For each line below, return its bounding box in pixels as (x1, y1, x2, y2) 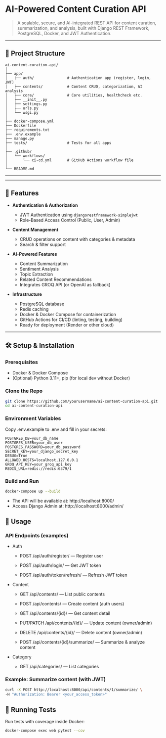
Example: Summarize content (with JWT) (5, 676, 106, 683)
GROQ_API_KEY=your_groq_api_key (5, 461, 72, 467)
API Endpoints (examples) (5, 532, 69, 539)
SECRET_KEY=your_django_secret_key (5, 449, 79, 454)
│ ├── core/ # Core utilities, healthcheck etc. (5, 92, 142, 97)
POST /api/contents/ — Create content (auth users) (19, 601, 124, 607)
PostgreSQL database (19, 301, 65, 307)
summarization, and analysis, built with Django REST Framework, (17, 25, 150, 31)
